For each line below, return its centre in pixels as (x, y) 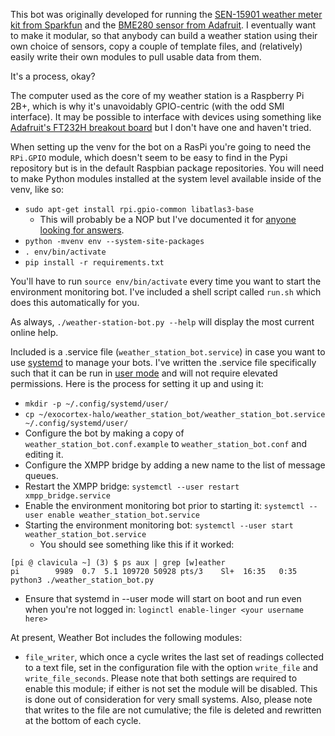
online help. (34, 332)
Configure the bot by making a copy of (104, 433)
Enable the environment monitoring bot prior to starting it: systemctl (164, 505)
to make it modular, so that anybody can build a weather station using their (164, 35)
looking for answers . (82, 230)
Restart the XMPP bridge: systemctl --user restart (132, 486)
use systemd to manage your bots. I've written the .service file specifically (163, 362)
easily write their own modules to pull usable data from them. (136, 57)
